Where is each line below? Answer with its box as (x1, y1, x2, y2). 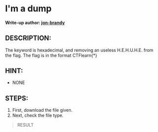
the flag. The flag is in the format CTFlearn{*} (5, 52, 97, 58)
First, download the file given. (12, 107, 73, 113)
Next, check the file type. (12, 112, 64, 119)
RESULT (17, 122, 34, 128)
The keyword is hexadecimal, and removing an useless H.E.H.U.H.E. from (5, 47, 154, 53)
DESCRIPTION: (5, 34, 52, 43)
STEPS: (5, 94, 29, 102)
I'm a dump (5, 3, 52, 14)
